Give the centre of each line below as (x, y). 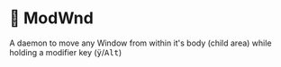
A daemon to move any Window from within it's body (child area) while (140, 43)
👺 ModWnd (52, 18)
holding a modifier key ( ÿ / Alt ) (66, 52)
